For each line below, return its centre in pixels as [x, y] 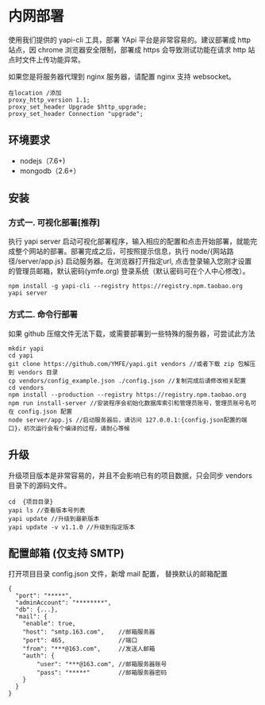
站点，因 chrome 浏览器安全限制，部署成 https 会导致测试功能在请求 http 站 [132, 49]
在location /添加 [35, 93]
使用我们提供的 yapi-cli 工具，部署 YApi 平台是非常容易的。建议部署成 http [130, 40]
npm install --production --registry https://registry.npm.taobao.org [127, 395]
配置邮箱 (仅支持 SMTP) [66, 553]
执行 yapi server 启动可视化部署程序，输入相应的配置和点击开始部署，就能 [129, 241]
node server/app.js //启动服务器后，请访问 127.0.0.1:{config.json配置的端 [128, 420]
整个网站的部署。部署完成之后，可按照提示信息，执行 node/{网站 [121, 252]
